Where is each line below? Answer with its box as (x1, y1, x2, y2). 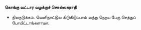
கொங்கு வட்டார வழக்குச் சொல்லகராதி (4, 4, 77, 10)
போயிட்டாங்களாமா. (11, 20, 50, 25)
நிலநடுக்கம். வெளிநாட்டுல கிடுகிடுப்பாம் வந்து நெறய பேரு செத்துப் (11, 14, 136, 20)
